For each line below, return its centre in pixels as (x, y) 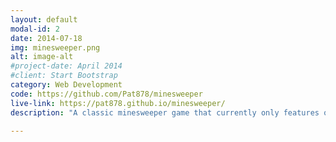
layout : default (44, 19)
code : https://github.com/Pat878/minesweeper (106, 94)
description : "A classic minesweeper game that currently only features (165, 112)
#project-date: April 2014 (66, 66)
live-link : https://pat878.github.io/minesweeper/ (118, 103)
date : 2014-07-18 (46, 38)
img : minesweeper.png (55, 47)
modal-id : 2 (35, 29)
